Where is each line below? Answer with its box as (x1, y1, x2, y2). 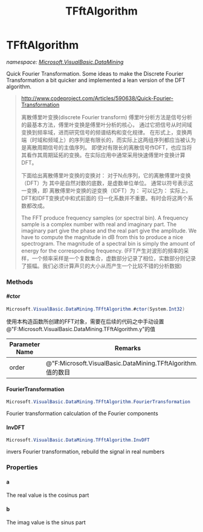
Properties (6, 463, 38, 471)
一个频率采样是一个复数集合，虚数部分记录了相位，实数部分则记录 (31, 254, 196, 261)
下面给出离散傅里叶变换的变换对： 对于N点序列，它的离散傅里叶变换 (21, 171, 192, 179)
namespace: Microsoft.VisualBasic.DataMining (6, 58, 124, 65)
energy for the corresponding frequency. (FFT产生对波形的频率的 (21, 247, 184, 254)
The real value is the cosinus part (6, 491, 89, 499)
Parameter (9, 340, 40, 349)
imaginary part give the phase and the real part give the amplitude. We (21, 227, 197, 234)
